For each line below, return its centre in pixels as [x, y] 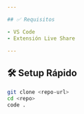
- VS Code [21, 32]
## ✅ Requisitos [31, 19]
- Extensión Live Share [41, 38]
